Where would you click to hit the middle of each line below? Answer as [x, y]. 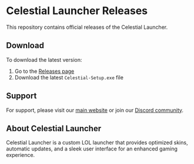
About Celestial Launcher [54, 128]
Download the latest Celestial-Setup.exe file [69, 77]
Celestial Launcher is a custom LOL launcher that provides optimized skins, [97, 143]
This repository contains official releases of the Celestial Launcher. [87, 27]
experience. [21, 155]
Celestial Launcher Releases [77, 11]
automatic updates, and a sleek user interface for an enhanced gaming [92, 149]
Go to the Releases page [44, 71]
